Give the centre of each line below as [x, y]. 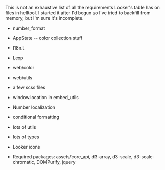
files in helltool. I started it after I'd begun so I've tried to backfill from [78, 13]
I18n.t [18, 48]
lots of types [26, 137]
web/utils [22, 78]
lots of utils [24, 127]
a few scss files [29, 87]
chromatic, [24, 162]
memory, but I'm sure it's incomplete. [44, 18]
